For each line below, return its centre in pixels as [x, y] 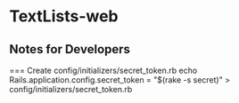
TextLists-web [64, 16]
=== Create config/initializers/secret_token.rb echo [103, 70]
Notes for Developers [70, 49]
